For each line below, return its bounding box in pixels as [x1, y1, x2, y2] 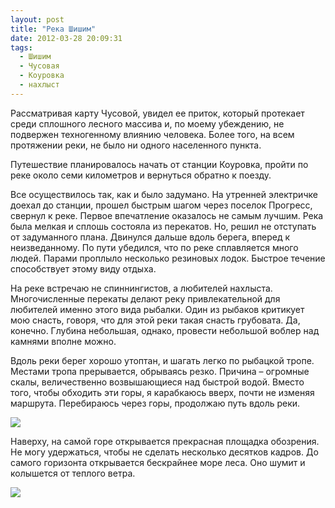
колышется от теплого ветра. [10, 467, 136, 479]
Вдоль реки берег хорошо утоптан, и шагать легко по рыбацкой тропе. [10, 354, 315, 366]
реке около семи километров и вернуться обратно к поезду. [10, 169, 272, 181]
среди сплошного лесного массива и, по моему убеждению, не [10, 117, 285, 130]
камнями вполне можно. [10, 335, 117, 347]
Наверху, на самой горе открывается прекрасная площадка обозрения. [10, 435, 320, 447]
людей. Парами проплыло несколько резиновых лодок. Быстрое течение [10, 252, 326, 264]
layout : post [10, 14, 65, 25]
